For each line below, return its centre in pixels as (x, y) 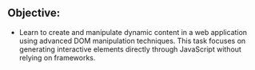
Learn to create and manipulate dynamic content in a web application (133, 32)
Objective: (34, 13)
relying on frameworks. (57, 57)
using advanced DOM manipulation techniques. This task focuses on (132, 41)
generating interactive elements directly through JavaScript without (130, 49)
